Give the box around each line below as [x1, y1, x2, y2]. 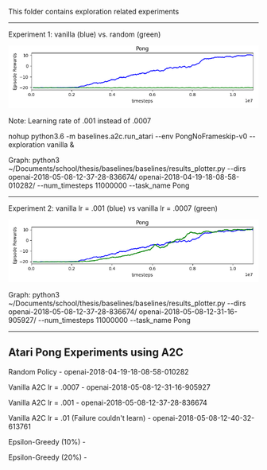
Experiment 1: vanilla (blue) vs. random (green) [8, 29, 161, 39]
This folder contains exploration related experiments [8, 7, 180, 16]
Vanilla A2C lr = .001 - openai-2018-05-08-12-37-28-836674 [8, 398, 208, 407]
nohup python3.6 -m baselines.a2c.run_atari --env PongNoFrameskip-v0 [8, 131, 248, 141]
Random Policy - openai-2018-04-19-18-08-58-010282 [8, 367, 189, 376]
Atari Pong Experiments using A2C [8, 346, 184, 359]
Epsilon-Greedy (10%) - [8, 437, 86, 446]
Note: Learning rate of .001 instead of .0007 [8, 116, 152, 126]
